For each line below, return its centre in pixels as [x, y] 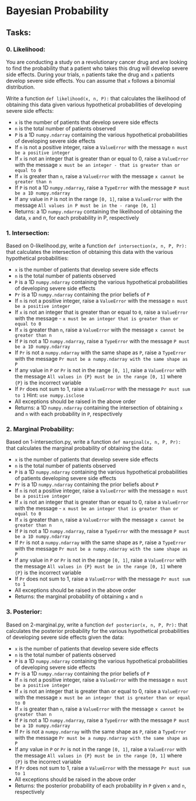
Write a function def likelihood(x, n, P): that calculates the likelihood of [96, 98]
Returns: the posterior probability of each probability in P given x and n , [100, 785]
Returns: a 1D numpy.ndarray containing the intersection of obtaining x [99, 408]
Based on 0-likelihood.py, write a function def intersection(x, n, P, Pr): [97, 246]
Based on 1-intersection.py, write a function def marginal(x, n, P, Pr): [94, 442]
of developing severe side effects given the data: [65, 637]
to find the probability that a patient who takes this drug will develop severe [97, 68]
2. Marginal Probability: [40, 429]
